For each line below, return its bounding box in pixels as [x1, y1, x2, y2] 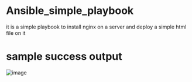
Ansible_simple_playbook [6, 4, 134, 17]
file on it [6, 29, 26, 36]
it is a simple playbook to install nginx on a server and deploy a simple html [6, 23, 187, 30]
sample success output [6, 50, 122, 63]
